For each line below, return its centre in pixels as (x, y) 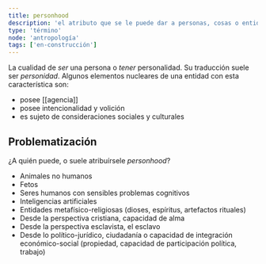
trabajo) (32, 251)
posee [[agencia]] (49, 100)
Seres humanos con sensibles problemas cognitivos (104, 193)
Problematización (53, 142)
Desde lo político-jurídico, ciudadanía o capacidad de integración (126, 235)
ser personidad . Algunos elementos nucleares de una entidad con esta (124, 76)
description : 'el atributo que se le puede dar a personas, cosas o (123, 23)
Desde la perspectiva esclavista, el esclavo (90, 226)
